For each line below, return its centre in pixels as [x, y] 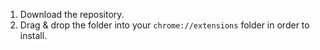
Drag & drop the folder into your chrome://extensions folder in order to [164, 25]
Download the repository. [72, 14]
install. [33, 35]
